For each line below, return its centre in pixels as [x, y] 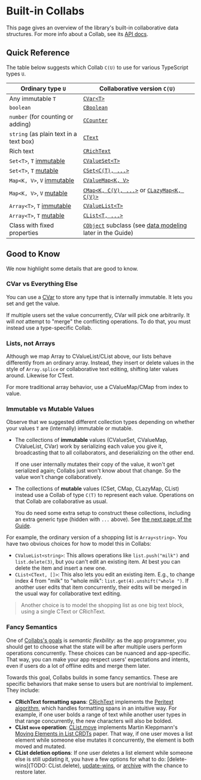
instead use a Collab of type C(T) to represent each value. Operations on [104, 495]
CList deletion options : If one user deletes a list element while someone [104, 752]
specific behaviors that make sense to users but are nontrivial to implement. [100, 683]
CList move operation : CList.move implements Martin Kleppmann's [96, 727]
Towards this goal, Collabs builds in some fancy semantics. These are [92, 677]
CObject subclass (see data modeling [135, 225]
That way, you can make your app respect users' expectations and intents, [98, 659]
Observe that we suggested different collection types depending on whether [100, 422]
